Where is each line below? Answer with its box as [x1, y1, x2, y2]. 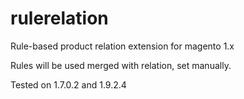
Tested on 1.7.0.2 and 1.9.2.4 [10, 78, 127, 91]
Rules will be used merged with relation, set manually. [10, 59, 232, 71]
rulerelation [10, 7, 109, 30]
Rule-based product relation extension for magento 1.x [10, 40, 235, 52]
